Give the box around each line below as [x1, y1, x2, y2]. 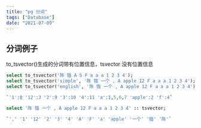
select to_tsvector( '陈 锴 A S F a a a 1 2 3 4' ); [6, 72, 133, 78]
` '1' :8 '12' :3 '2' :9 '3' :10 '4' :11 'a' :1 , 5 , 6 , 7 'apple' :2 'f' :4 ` [6, 94, 173, 100]
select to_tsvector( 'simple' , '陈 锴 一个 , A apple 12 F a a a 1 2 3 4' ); [6, 78, 196, 84]
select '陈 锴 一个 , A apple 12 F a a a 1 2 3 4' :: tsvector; [6, 105, 166, 111]
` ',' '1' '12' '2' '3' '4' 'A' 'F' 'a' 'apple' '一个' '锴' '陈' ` [6, 116, 172, 122]
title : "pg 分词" [6, 8, 48, 15]
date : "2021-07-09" [6, 20, 55, 26]
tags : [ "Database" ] [6, 14, 55, 20]
